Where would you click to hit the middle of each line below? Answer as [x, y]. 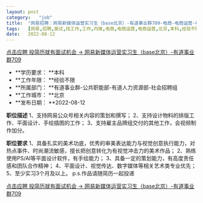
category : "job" [29, 17]
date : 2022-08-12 [31, 34]
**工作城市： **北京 [40, 95]
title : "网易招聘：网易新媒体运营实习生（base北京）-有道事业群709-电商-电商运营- [101, 23]
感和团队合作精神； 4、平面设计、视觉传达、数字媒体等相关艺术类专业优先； [101, 166]
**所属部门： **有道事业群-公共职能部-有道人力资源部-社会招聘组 [96, 87]
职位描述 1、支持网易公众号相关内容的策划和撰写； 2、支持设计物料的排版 [98, 116]
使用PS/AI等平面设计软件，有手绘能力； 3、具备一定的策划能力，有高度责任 [100, 158]
